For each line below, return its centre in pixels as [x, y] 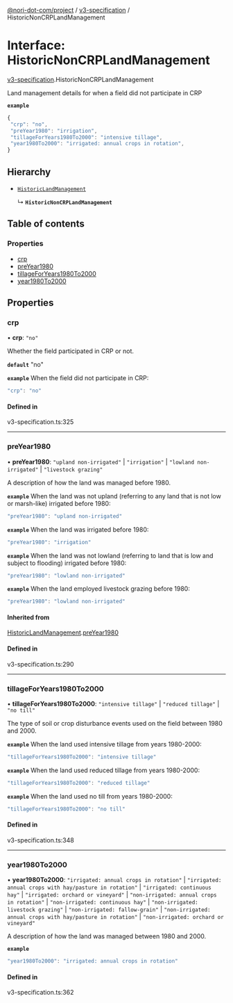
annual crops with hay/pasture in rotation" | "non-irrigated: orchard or [115, 917]
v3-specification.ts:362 [41, 993]
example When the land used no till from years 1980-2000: [90, 796]
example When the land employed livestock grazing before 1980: [99, 589]
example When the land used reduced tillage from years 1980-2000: [103, 770]
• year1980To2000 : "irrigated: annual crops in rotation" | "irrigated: [114, 880]
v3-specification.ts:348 [41, 840]
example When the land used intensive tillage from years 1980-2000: [105, 744]
